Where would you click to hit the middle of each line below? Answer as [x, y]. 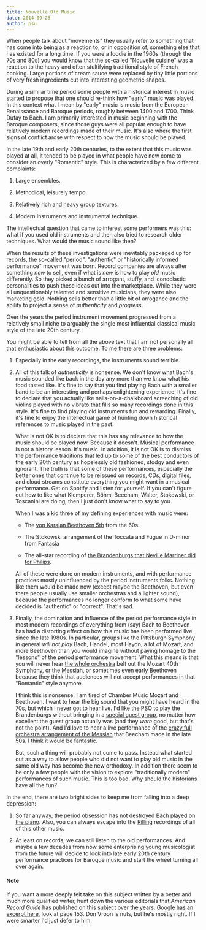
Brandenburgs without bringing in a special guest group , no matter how [105, 715]
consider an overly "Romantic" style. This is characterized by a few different [103, 162]
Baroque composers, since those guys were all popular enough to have [96, 124]
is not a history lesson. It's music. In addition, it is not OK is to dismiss [103, 449]
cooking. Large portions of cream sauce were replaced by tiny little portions [102, 74]
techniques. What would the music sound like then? [71, 241]
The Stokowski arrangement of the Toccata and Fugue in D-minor [107, 537]
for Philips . [38, 562]
